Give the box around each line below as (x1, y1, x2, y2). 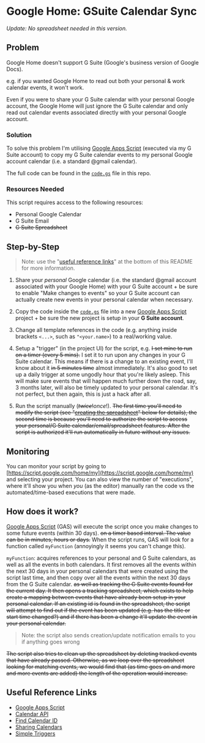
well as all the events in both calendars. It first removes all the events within (6, 560, 197, 568)
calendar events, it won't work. (6, 84, 84, 91)
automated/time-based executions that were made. (6, 489, 136, 496)
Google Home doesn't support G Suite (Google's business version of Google (6, 58, 199, 66)
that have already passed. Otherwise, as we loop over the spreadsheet (6, 656, 185, 664)
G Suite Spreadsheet (15, 224, 68, 231)
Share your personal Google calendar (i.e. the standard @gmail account (15, 277, 197, 284)
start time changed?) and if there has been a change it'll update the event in (6, 613, 198, 620)
